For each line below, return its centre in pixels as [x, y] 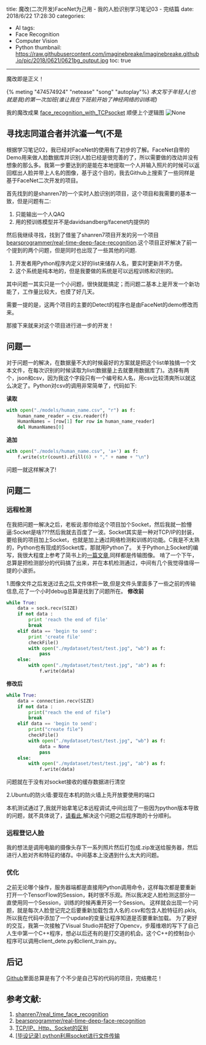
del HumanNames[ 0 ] [41, 427]
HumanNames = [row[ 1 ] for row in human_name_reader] [86, 422]
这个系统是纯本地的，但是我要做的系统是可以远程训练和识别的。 [96, 271]
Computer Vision [36, 41]
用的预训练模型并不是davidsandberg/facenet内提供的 [82, 222]
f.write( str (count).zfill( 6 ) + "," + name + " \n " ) [83, 457]
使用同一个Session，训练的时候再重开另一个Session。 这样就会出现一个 [102, 902]
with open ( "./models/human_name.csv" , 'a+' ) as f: [72, 452]
